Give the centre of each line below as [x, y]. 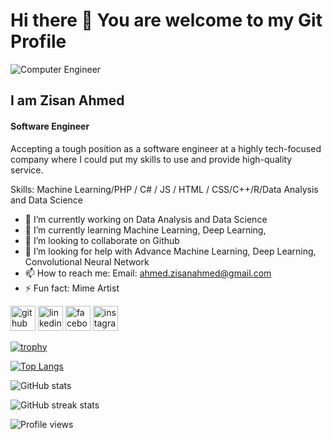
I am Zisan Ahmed [67, 100]
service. [27, 170]
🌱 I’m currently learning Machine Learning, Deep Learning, [145, 230]
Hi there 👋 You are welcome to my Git [166, 20]
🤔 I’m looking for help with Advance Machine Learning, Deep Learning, [170, 251]
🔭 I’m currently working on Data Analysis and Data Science [146, 219]
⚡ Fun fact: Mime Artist [72, 288]
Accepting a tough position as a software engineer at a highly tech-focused [166, 148]
